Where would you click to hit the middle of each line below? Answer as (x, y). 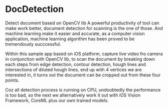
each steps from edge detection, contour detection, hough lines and (76, 64)
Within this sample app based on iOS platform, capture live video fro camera (84, 54)
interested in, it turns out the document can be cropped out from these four (83, 75)
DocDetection (35, 9)
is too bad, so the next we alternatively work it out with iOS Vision (73, 95)
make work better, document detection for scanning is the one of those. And (84, 28)
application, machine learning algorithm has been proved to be (70, 39)
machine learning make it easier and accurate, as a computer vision (75, 33)
